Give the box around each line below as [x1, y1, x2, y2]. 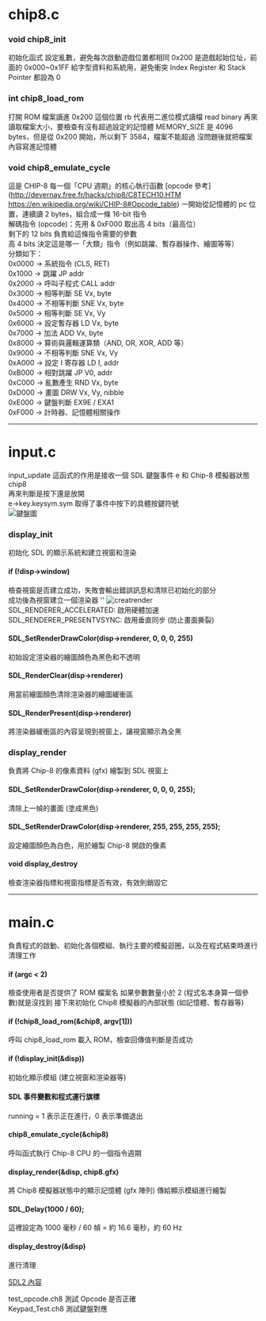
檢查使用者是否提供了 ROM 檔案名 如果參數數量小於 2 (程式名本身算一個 [8, 988, 242, 997]
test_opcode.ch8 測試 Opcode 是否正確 [8, 1294, 137, 1304]
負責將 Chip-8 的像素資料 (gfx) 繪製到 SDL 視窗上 [8, 766, 169, 775]
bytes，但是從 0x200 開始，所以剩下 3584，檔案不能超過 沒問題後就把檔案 [8, 132, 253, 141]
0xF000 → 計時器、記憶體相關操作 [8, 408, 121, 417]
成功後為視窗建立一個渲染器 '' [8, 595, 105, 604]
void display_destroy [8, 859, 78, 869]
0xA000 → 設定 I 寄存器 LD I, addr [8, 358, 120, 368]
